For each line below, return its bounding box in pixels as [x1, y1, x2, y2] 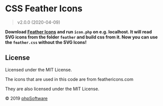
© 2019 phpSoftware [5, 95, 48, 101]
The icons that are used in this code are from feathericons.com [5, 76, 133, 82]
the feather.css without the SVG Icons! [5, 39, 87, 45]
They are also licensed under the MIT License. [5, 86, 100, 92]
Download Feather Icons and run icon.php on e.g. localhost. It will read [5, 29, 152, 35]
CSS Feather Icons [5, 3, 82, 14]
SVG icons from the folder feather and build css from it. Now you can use [5, 34, 158, 40]
